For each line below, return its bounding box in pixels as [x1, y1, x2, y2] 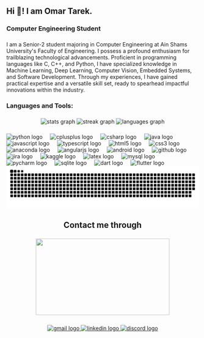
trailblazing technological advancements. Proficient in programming [6, 54, 177, 61]
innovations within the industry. [6, 86, 86, 94]
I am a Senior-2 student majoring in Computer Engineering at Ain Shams [6, 41, 188, 48]
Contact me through [63, 220, 142, 230]
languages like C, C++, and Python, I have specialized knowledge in [6, 61, 177, 68]
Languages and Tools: [6, 101, 73, 110]
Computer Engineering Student [6, 24, 101, 33]
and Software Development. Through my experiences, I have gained [6, 73, 178, 81]
